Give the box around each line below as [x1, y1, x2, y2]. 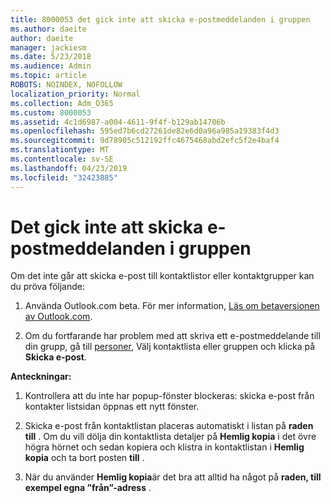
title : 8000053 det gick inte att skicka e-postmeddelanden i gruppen [10, 14, 311, 25]
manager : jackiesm [10, 42, 87, 53]
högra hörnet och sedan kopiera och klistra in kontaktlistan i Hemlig [24, 441, 305, 453]
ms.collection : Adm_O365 [10, 98, 114, 108]
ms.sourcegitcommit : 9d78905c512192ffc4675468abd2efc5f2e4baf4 [10, 136, 280, 146]
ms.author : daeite [10, 24, 87, 34]
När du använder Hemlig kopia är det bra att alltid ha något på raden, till [24, 471, 322, 483]
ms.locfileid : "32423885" [10, 172, 118, 183]
